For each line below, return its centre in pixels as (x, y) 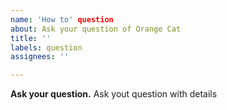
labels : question (46, 47)
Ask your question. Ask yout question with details (114, 94)
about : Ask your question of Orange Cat (96, 29)
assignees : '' (40, 57)
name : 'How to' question (62, 19)
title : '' (31, 38)
